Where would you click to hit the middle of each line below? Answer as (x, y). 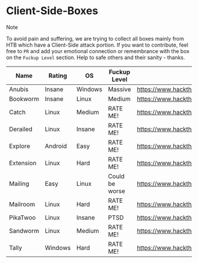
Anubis (19, 89)
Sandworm (24, 231)
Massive (120, 89)
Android (56, 146)
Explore (20, 146)
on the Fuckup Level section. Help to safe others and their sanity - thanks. (96, 57)
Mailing (19, 183)
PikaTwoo (23, 218)
